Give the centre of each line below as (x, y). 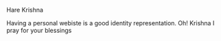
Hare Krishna (25, 10)
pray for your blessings (39, 30)
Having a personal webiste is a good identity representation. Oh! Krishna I (110, 23)
